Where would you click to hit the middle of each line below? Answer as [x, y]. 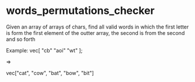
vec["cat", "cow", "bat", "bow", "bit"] [50, 73]
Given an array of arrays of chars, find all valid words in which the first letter [97, 27]
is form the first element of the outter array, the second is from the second [95, 33]
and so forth [21, 39]
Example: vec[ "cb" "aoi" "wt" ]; [44, 50]
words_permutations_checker [80, 11]
